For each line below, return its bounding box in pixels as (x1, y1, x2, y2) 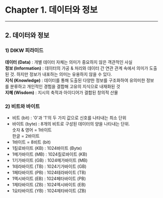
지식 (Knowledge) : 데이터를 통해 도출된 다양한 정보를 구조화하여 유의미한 (5, 77, 146, 83)
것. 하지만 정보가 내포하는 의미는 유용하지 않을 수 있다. (10, 71, 113, 77)
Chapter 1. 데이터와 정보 (5, 4, 98, 16)
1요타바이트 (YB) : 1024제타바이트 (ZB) (12, 188, 86, 194)
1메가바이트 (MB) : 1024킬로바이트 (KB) (12, 151, 87, 157)
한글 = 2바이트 (12, 133, 40, 139)
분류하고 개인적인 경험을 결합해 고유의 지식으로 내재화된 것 (10, 83, 120, 89)
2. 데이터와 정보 (5, 31, 49, 39)
